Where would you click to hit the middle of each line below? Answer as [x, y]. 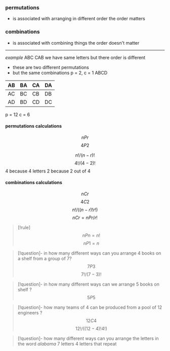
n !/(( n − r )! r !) [85, 210]
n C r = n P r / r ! [85, 218]
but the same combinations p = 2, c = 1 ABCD [60, 73]
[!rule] [24, 227]
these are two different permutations [51, 67]
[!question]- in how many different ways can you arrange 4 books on [89, 253]
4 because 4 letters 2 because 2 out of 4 [48, 171]
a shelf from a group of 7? [45, 258]
